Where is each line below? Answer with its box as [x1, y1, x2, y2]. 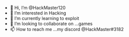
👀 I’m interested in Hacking [10, 10, 67, 16]
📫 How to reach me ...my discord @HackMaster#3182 [10, 26, 124, 32]
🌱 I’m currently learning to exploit [10, 15, 79, 21]
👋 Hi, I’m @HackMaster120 [10, 5, 66, 10]
